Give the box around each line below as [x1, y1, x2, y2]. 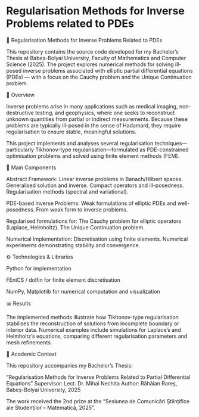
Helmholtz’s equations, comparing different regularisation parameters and [6, 332, 188, 340]
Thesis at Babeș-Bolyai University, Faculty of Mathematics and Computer [6, 54, 186, 61]
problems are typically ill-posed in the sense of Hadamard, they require [6, 122, 181, 129]
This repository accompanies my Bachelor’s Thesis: [6, 362, 133, 369]
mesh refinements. [6, 338, 52, 346]
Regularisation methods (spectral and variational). [6, 188, 129, 195]
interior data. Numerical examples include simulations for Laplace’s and [6, 326, 181, 333]
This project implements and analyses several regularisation [6, 139, 154, 147]
